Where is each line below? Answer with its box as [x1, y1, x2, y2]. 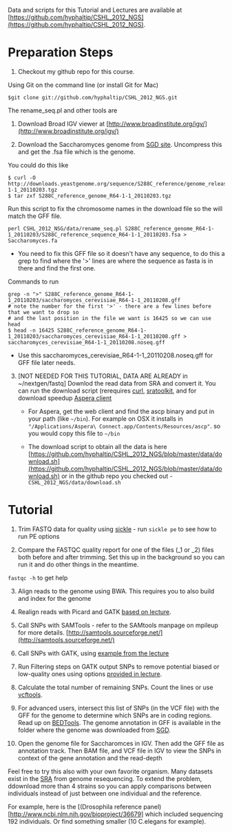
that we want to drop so [8, 308, 79, 316]
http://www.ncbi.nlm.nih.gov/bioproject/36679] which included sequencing [10, 810, 223, 818]
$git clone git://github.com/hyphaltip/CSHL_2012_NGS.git [8, 94, 178, 101]
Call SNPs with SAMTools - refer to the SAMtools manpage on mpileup [17, 621, 219, 629]
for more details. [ [17, 628, 69, 637]
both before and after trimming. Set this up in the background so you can [17, 553, 225, 561]
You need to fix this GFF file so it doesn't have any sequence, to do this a [17, 249, 226, 257]
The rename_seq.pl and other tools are [8, 106, 118, 115]
